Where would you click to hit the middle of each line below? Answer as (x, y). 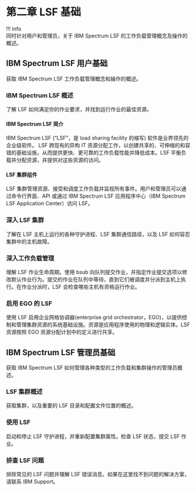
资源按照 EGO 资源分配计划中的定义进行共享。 (62, 332)
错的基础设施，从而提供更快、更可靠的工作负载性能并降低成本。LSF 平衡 (94, 153)
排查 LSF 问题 (25, 460)
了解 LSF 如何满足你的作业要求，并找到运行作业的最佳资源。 (79, 109)
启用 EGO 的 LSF (29, 303)
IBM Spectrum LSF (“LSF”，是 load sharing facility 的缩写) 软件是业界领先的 (97, 138)
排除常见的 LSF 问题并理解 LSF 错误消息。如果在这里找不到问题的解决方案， (98, 475)
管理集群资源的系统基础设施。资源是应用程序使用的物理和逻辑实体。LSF (103, 325)
